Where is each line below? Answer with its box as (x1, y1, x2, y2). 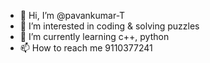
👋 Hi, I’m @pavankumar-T (19, 10, 126, 21)
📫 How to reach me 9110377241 (19, 42, 153, 54)
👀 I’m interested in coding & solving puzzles (19, 20, 200, 32)
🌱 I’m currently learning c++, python (19, 31, 170, 42)
